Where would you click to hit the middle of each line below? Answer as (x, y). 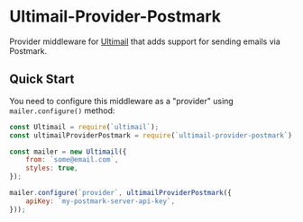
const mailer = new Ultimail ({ (68, 151)
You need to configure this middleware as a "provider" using (122, 101)
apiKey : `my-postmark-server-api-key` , (101, 201)
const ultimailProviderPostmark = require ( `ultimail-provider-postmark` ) (151, 135)
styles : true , (52, 168)
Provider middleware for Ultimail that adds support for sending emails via (145, 41)
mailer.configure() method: (62, 111)
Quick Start (42, 80)
